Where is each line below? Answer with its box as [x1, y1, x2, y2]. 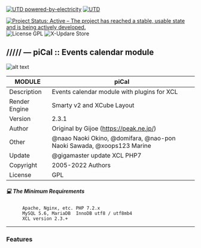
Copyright [9, 161, 38, 169]
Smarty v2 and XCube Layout [51, 101, 135, 109]
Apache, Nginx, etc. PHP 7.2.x [22, 205, 100, 211]
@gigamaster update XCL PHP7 [51, 151, 142, 159]
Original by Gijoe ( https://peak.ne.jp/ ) [51, 124, 157, 132]
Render [9, 97, 30, 105]
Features [6, 235, 33, 243]
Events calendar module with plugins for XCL [51, 87, 178, 96]
